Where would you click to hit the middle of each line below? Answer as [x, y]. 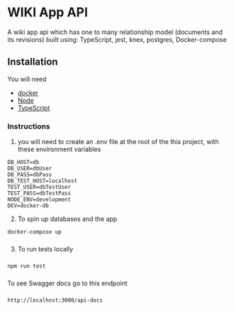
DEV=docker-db [28, 206]
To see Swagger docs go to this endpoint [67, 283]
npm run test [27, 266]
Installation [33, 62]
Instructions [29, 126]
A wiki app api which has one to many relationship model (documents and [115, 32]
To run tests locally [45, 249]
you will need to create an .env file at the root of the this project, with [118, 142]
